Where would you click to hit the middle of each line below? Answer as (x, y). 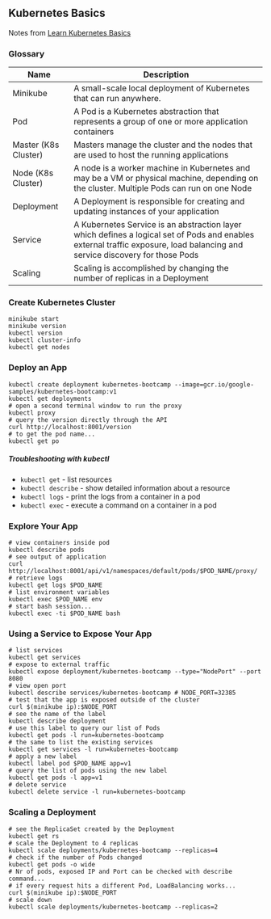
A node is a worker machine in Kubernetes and (162, 168)
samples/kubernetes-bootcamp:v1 (63, 391)
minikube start (34, 319)
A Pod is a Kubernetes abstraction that (146, 112)
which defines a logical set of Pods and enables (164, 235)
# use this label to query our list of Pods (84, 728)
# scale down (30, 900)
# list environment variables (59, 592)
